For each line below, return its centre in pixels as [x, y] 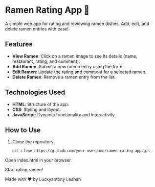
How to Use [23, 130]
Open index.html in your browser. [39, 160]
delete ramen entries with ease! [37, 28]
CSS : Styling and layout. [36, 109]
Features [19, 44]
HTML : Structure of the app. [41, 104]
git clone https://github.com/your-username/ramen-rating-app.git [81, 151]
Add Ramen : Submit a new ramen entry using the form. [68, 66]
